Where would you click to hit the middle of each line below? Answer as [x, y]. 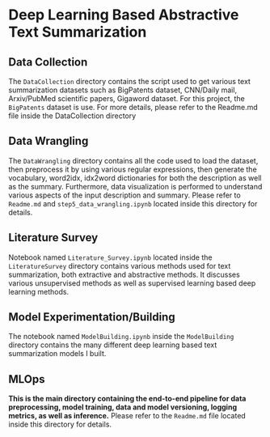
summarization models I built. [57, 354]
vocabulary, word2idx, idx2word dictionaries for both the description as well [135, 178]
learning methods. [39, 291]
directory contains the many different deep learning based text [113, 345]
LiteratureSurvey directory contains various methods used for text [120, 265]
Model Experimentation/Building [92, 317]
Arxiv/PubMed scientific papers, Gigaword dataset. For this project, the [127, 98]
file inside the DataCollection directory [72, 116]
